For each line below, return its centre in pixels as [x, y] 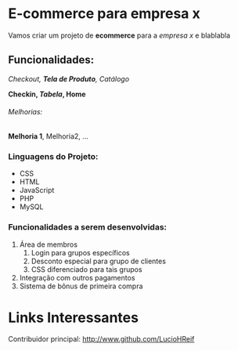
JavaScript [37, 190]
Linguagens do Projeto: [53, 156]
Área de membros [49, 244]
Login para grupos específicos [81, 252]
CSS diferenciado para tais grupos [87, 269]
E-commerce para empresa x [105, 14]
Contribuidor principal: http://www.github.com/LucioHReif [101, 339]
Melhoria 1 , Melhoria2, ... [48, 136]
